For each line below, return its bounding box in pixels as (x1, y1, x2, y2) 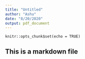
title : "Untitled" (5, 7, 43, 12)
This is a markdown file (5, 47, 78, 56)
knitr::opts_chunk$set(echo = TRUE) (5, 34, 81, 39)
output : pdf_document (5, 20, 50, 26)
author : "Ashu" (5, 12, 37, 17)
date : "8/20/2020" (5, 16, 43, 21)
